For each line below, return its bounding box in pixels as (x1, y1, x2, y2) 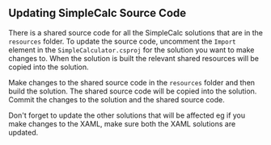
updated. (8, 127, 39, 137)
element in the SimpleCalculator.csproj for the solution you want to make (8, 44, 255, 55)
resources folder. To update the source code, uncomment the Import (8, 36, 236, 46)
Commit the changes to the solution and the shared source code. (8, 94, 225, 104)
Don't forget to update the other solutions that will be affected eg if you (8, 110, 246, 120)
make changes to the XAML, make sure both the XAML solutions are (8, 118, 236, 128)
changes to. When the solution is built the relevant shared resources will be (8, 53, 260, 63)
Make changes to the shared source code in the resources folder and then (8, 77, 256, 87)
